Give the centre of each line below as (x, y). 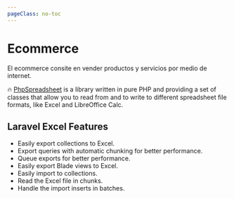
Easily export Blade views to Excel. (67, 166)
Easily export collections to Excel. (66, 143)
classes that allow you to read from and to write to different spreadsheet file (117, 97)
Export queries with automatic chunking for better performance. (110, 151)
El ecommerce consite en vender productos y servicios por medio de (107, 68)
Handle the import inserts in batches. (71, 188)
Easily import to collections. (57, 174)
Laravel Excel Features (58, 126)
